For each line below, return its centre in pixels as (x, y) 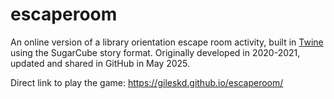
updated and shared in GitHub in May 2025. (100, 63)
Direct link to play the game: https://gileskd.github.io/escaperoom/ (147, 82)
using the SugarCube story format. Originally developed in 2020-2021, (155, 52)
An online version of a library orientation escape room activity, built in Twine (167, 42)
